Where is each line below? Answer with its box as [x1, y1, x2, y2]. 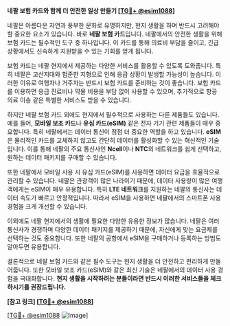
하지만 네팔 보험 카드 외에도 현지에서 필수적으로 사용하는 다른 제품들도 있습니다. [7, 110, 220, 119]
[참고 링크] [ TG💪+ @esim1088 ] [7, 298, 94, 305]
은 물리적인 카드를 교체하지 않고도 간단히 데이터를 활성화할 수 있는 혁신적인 [7, 137, 207, 144]
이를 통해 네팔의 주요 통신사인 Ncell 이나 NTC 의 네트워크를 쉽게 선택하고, [27, 145, 222, 153]
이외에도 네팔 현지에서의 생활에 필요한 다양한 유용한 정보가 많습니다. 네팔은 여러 [7, 217, 220, 225]
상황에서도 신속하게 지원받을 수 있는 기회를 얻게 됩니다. [7, 47, 154, 55]
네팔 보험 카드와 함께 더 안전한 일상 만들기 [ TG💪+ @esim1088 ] [7, 7, 175, 14]
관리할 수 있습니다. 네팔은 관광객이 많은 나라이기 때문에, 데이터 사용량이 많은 [7, 176, 211, 185]
